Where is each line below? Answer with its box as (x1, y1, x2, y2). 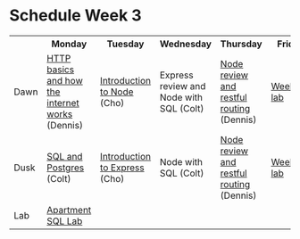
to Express (99, 161, 145, 174)
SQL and (46, 150, 83, 162)
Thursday (220, 37, 262, 50)
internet (46, 96, 80, 109)
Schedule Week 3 (9, 5, 142, 26)
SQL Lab (46, 215, 83, 227)
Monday (51, 37, 87, 50)
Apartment (46, 203, 92, 216)
